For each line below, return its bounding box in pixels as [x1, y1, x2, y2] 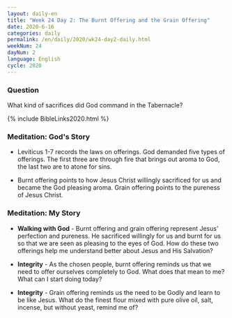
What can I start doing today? [17, 275, 102, 283]
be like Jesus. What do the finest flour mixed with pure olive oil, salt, [17, 296, 214, 304]
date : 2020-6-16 [7, 23, 54, 30]
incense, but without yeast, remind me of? [17, 303, 139, 311]
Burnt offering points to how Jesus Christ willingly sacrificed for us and [17, 176, 222, 185]
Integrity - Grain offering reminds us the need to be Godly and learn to [17, 288, 221, 296]
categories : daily [7, 29, 61, 37]
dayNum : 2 [7, 50, 36, 56]
